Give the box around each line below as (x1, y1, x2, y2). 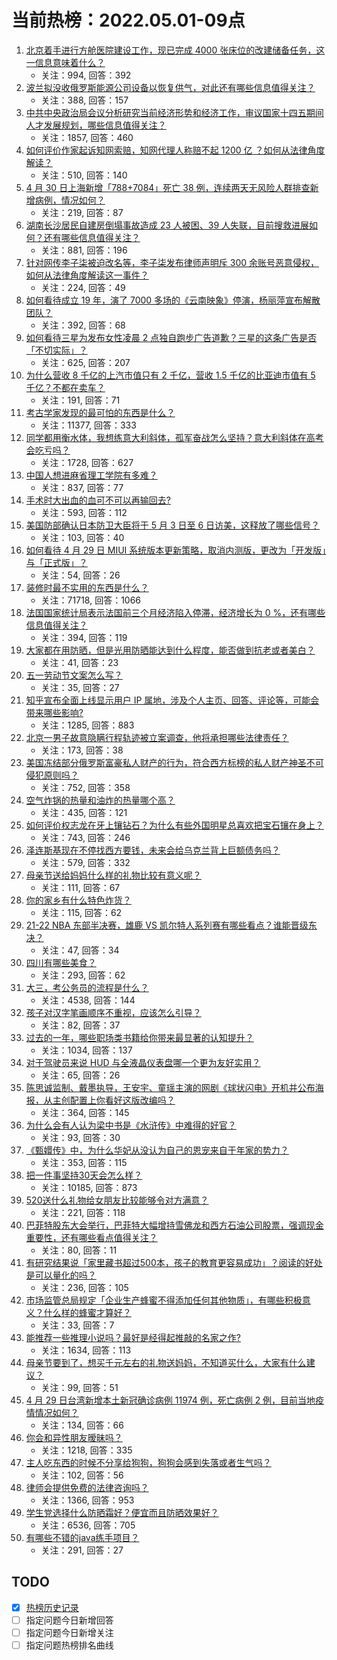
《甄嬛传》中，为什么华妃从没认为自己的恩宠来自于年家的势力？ (25, 1144, 289, 1156)
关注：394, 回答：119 (40, 631, 128, 643)
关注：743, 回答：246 (40, 831, 131, 843)
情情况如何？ (25, 1406, 79, 1418)
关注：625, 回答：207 (40, 356, 131, 368)
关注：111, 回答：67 (40, 881, 121, 893)
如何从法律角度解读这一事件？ (25, 269, 149, 281)
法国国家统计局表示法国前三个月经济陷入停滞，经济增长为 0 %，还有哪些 (25, 606, 326, 618)
